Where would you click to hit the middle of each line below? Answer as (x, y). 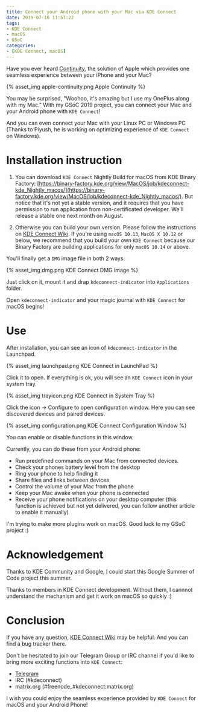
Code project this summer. (39, 578)
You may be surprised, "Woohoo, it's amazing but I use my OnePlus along (98, 98)
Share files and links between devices (62, 480)
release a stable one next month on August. (69, 215)
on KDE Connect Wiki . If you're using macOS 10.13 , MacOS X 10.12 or (99, 234)
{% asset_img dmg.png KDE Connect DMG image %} (72, 270)
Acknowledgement (55, 555)
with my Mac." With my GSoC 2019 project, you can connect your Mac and (99, 105)
